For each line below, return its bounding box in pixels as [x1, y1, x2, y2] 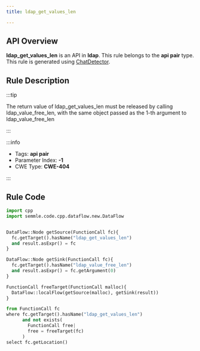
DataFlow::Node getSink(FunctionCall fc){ [6, 257, 113, 263]
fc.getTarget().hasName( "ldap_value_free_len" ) [11, 262, 133, 269]
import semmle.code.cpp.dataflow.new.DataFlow [6, 213, 124, 219]
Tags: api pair [14, 150, 50, 158]
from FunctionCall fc [6, 306, 60, 312]
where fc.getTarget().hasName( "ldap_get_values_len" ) [6, 312, 143, 318]
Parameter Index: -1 [14, 156, 64, 164]
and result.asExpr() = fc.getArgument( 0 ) [11, 268, 116, 274]
